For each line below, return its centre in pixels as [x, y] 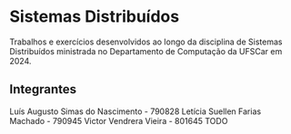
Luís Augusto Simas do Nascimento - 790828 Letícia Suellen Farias [135, 111]
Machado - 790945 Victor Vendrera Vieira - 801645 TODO [119, 120]
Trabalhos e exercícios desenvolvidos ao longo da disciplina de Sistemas [146, 42]
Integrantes [43, 89]
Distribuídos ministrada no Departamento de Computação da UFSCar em [146, 51]
